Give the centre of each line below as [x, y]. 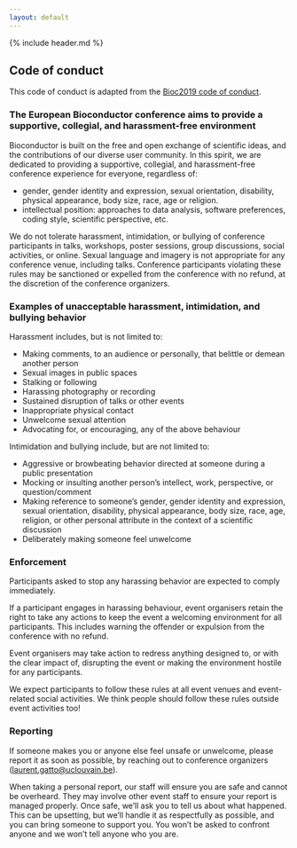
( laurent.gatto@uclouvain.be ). [63, 769]
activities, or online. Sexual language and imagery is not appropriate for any [147, 255]
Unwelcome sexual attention [74, 420]
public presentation [57, 473]
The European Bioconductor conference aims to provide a [136, 114]
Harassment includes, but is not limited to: [86, 337]
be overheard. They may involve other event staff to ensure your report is [143, 796]
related [22, 699]
